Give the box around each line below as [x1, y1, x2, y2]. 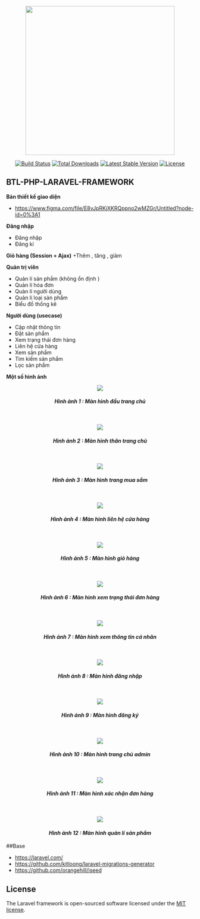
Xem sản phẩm [14, 349, 52, 356]
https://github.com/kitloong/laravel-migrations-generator [14, 861, 155, 868]
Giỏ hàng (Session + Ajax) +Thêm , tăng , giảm [6, 252, 122, 259]
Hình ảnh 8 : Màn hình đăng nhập [58, 672, 142, 679]
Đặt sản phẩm [14, 330, 49, 337]
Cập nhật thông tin [14, 323, 61, 330]
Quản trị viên [6, 263, 39, 271]
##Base [6, 843, 26, 850]
